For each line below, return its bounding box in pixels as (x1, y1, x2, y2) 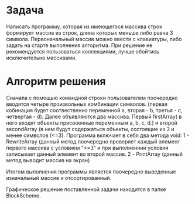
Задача (6, 4, 44, 17)
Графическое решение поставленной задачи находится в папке (6, 186, 166, 193)
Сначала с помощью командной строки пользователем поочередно (6, 94, 178, 101)
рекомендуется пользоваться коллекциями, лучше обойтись (6, 48, 160, 55)
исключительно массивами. (6, 54, 77, 61)
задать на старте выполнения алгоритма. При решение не (6, 42, 153, 49)
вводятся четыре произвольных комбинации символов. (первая (6, 101, 168, 108)
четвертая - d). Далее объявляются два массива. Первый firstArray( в (6, 113, 182, 120)
